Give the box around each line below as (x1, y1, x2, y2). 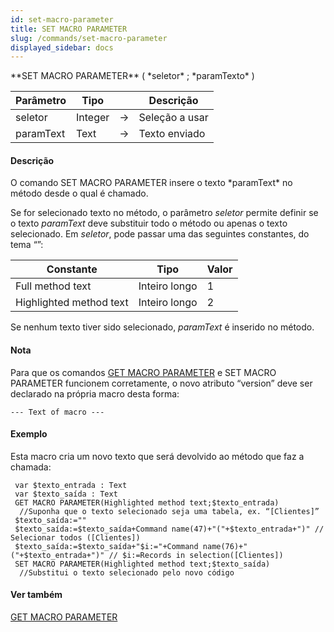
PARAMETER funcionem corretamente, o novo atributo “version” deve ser (10, 377, 313, 389)
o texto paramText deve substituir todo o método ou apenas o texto (10, 217, 288, 230)
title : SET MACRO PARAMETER (10, 24, 128, 34)
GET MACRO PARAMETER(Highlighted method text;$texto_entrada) (14, 497, 280, 508)
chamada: (10, 461, 52, 473)
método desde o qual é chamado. (10, 187, 149, 200)
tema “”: (10, 239, 44, 251)
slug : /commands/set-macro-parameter (10, 33, 168, 43)
